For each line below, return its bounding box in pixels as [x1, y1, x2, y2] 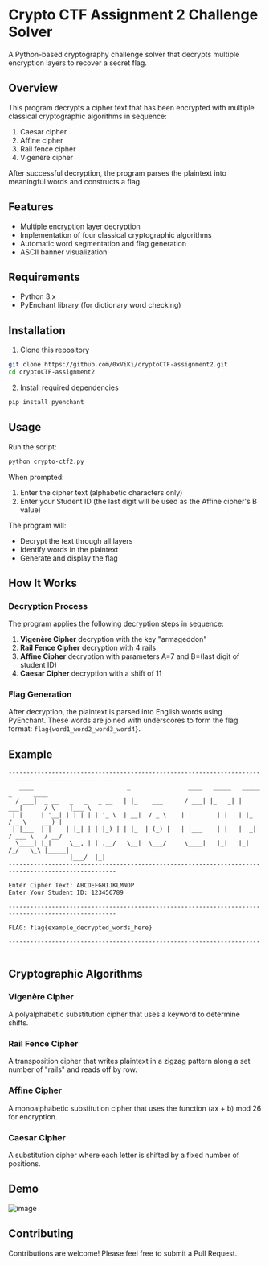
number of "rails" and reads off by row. [8, 1065, 138, 1074]
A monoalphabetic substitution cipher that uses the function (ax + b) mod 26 [8, 1103, 262, 1113]
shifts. [8, 1017, 29, 1028]
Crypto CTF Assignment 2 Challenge [8, 6, 259, 24]
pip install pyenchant [8, 398, 84, 406]
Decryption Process [8, 600, 88, 611]
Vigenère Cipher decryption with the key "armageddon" [19, 635, 207, 644]
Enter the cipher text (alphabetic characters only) [19, 487, 183, 497]
